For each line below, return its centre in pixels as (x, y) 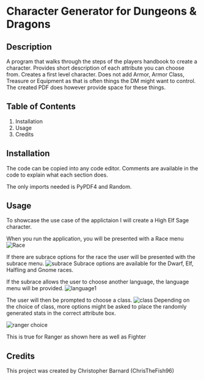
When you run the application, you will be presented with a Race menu (95, 239)
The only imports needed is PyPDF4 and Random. (69, 186)
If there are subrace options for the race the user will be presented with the (101, 257)
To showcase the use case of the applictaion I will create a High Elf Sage (98, 221)
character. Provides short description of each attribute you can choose (95, 68)
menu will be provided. (35, 288)
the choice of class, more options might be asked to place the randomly (97, 307)
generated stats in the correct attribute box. (61, 313)
